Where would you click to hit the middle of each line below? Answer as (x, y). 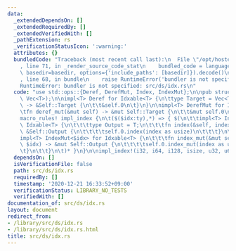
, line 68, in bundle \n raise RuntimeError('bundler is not (114, 79)
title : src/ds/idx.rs (39, 236)
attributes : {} (36, 53)
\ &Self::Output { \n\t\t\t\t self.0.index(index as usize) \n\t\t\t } (120, 131)
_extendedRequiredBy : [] (50, 27)
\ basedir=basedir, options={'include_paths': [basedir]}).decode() (122, 72)
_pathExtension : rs (42, 40)
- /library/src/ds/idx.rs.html (53, 229)
